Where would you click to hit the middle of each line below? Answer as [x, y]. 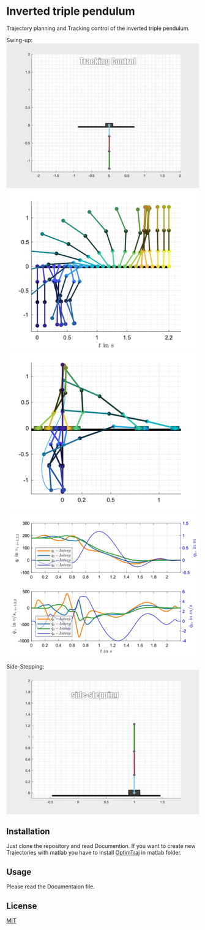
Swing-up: [20, 40]
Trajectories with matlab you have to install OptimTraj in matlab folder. [94, 853]
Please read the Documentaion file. [50, 887]
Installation [28, 832]
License [22, 906]
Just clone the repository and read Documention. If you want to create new [101, 846]
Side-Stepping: [25, 666]
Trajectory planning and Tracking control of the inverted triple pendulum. [98, 28]
